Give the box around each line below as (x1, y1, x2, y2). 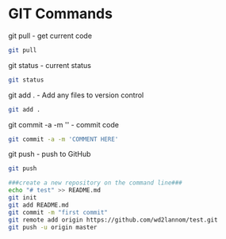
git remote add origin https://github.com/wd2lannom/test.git (8, 215, 218, 224)
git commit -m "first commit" (8, 208, 109, 216)
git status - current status (8, 60, 91, 70)
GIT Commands (8, 5, 113, 23)
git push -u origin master (8, 223, 98, 231)
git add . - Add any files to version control (8, 90, 144, 100)
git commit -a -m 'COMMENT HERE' (8, 135, 119, 143)
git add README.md (8, 201, 69, 209)
